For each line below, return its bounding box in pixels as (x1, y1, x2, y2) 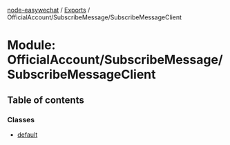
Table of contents (7, 94, 84, 106)
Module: (7, 37, 56, 53)
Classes (7, 115, 35, 124)
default (17, 130, 38, 139)
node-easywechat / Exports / (7, 6, 90, 14)
